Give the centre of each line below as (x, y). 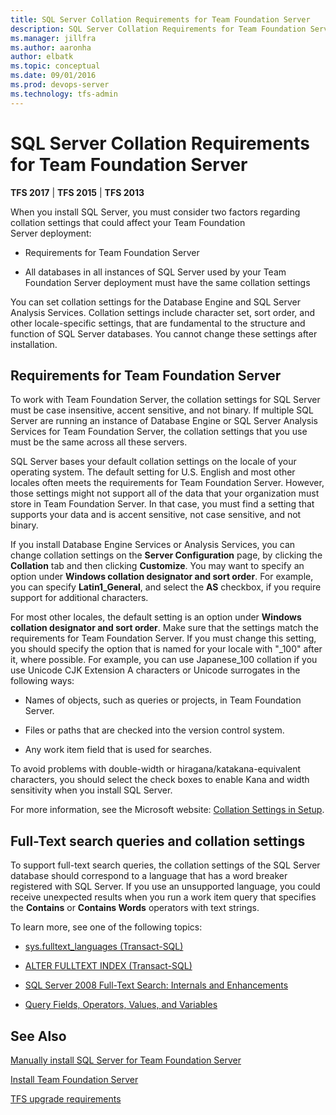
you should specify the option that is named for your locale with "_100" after (166, 649)
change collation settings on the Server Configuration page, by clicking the (166, 555)
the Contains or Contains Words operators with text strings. (135, 908)
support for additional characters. (79, 598)
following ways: (42, 681)
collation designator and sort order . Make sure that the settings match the (164, 628)
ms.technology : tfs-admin (64, 94)
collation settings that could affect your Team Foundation (128, 222)
